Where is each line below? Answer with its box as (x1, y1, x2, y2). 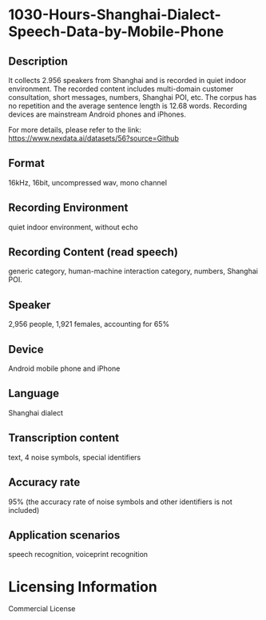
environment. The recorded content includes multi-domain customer (8, 84, 234, 93)
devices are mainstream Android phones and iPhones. (8, 109, 186, 119)
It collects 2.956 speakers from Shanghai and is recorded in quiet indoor (8, 76, 247, 85)
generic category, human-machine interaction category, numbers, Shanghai (8, 266, 258, 276)
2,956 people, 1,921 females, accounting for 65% (8, 320, 170, 329)
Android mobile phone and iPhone (8, 364, 121, 373)
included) (8, 505, 40, 515)
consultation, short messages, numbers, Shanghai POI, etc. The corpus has (8, 93, 257, 101)
